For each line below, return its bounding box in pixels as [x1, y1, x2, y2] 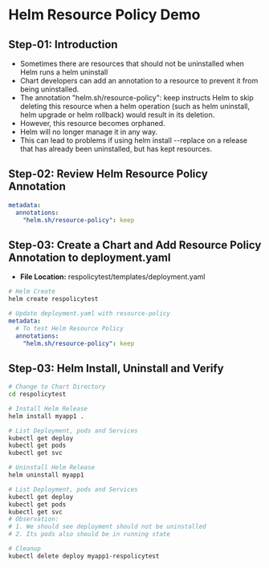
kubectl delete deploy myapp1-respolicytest [8, 552, 160, 560]
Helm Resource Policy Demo [8, 6, 201, 24]
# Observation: [8, 515, 59, 523]
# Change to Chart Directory [8, 383, 106, 391]
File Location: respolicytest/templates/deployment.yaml [19, 272, 206, 282]
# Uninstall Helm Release [8, 464, 95, 472]
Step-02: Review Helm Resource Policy [8, 167, 209, 181]
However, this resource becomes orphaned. [19, 119, 166, 128]
